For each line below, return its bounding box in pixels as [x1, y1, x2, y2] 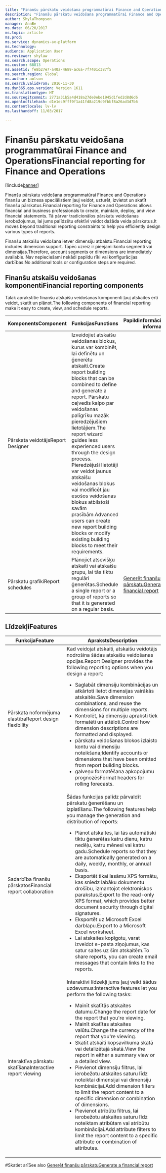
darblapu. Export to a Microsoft [75, 922, 146, 929]
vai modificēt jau [71, 486, 110, 493]
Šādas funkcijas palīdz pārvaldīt [66, 794, 141, 800]
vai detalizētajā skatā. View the [75, 1046, 145, 1053]
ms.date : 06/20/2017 [5, 26, 48, 31]
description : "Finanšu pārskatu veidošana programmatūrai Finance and [5, 12, 154, 17]
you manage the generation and [66, 812, 141, 819]
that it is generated [71, 599, 115, 606]
